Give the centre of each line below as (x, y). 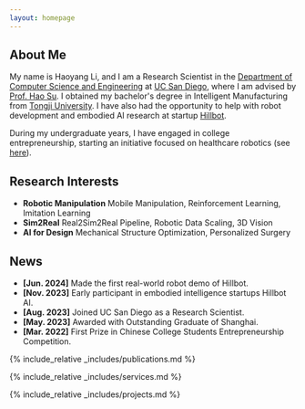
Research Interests (64, 181)
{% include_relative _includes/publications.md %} (102, 359)
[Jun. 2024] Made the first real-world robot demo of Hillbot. (135, 283)
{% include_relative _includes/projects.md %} (95, 394)
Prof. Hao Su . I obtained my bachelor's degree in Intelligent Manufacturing (149, 96)
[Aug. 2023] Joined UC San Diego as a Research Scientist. (133, 312)
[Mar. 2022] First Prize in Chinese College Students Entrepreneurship (153, 332)
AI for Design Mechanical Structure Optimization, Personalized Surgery (157, 233)
